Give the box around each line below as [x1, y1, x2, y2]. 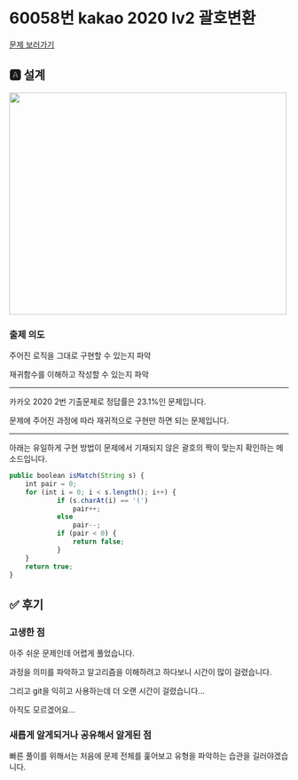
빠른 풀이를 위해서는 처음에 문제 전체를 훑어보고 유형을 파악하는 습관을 [9, 751, 251, 761]
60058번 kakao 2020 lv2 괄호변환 [9, 8, 256, 28]
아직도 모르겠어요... [9, 704, 76, 715]
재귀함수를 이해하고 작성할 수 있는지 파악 [9, 370, 149, 380]
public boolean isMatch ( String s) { [9, 472, 145, 481]
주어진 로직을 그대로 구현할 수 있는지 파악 [9, 350, 152, 361]
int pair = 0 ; [25, 479, 77, 489]
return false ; [72, 537, 125, 546]
